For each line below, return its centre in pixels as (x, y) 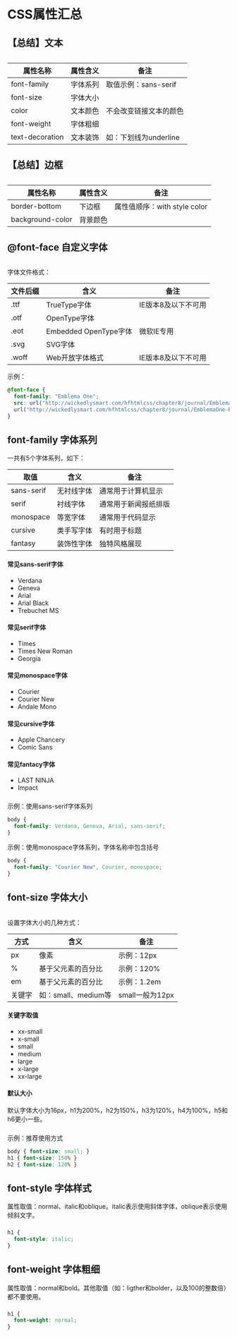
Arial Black (33, 603)
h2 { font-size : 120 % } (42, 1164)
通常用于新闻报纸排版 (135, 504)
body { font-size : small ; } (49, 1151)
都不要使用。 (26, 1296)
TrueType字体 (69, 305)
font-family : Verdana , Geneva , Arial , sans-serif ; (90, 826)
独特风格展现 (121, 544)
